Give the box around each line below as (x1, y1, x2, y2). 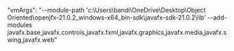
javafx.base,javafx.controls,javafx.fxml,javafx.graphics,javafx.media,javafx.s (7, 28, 227, 36)
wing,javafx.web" (7, 36, 57, 44)
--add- (207, 13, 228, 22)
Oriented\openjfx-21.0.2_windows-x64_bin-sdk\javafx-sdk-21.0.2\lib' (7, 13, 207, 22)
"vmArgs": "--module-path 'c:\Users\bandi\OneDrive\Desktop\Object (7, 6, 206, 14)
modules (7, 21, 33, 29)
